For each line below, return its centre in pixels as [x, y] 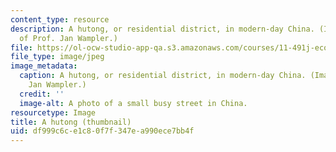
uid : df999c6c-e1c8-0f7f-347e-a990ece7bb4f [102, 131]
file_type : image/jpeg [57, 57]
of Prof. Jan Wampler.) [68, 38]
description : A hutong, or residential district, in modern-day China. [162, 29]
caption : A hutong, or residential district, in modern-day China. [163, 76]
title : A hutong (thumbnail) [71, 122]
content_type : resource [60, 19]
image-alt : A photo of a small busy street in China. [133, 103]
